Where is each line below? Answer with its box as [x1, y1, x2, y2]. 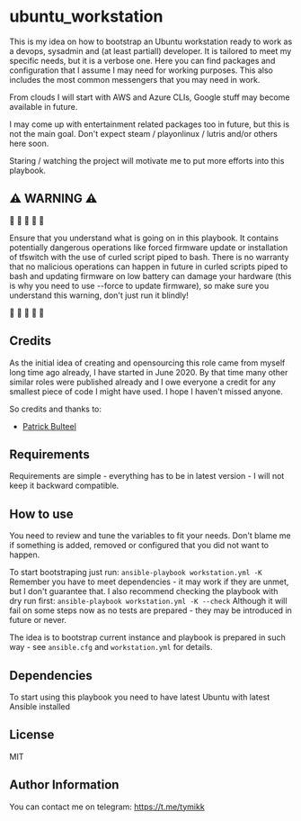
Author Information [9, 777, 120, 793]
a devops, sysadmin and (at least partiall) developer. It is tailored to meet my [9, 45, 292, 56]
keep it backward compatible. [9, 480, 120, 492]
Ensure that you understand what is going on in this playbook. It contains [9, 232, 279, 243]
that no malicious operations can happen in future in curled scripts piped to [9, 261, 288, 272]
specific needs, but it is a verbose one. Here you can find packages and [9, 55, 276, 66]
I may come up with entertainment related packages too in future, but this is [9, 119, 290, 130]
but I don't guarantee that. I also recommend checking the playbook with [9, 586, 279, 597]
